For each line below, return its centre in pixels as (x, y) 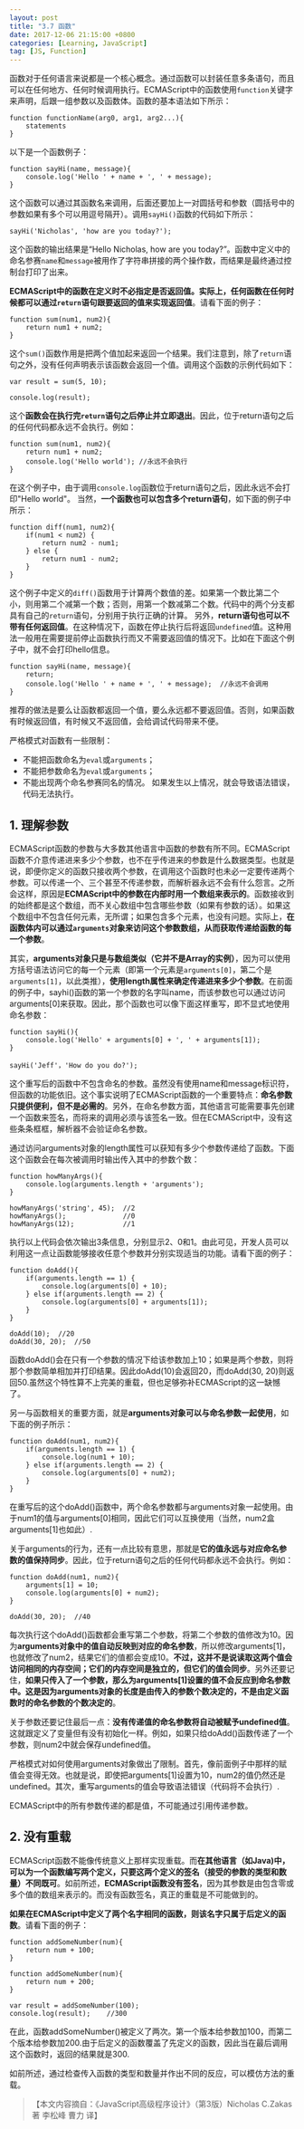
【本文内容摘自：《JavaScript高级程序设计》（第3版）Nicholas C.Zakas (161, 2104)
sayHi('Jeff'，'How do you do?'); (74, 1065)
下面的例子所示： (41, 1424)
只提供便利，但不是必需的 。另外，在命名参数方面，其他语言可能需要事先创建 (152, 1106)
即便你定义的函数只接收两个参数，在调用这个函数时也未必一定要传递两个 (160, 871)
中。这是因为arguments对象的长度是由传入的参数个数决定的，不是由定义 (145, 1691)
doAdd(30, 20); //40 (50, 1616)
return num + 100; (60, 1950)
